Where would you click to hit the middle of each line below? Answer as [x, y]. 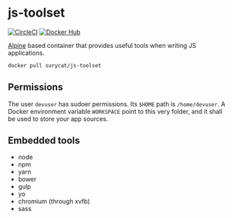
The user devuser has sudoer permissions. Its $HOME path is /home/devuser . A [117, 104]
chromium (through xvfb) [54, 201]
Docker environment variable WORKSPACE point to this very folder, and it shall [115, 111]
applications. [26, 53]
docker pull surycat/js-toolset [55, 65]
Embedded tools [44, 141]
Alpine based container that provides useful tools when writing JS [102, 45]
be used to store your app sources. [58, 119]
